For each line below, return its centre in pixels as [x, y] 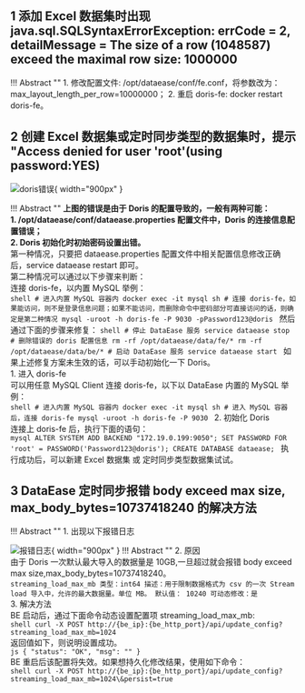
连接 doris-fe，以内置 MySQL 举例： [78, 287]
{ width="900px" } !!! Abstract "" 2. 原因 [126, 551]
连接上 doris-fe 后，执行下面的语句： [79, 428]
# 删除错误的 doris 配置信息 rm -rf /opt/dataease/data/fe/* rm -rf [136, 341]
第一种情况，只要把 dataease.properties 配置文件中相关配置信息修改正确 [146, 254]
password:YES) [55, 166]
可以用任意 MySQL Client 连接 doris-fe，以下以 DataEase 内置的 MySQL [145, 385]
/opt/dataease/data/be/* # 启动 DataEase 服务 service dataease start [144, 352]
